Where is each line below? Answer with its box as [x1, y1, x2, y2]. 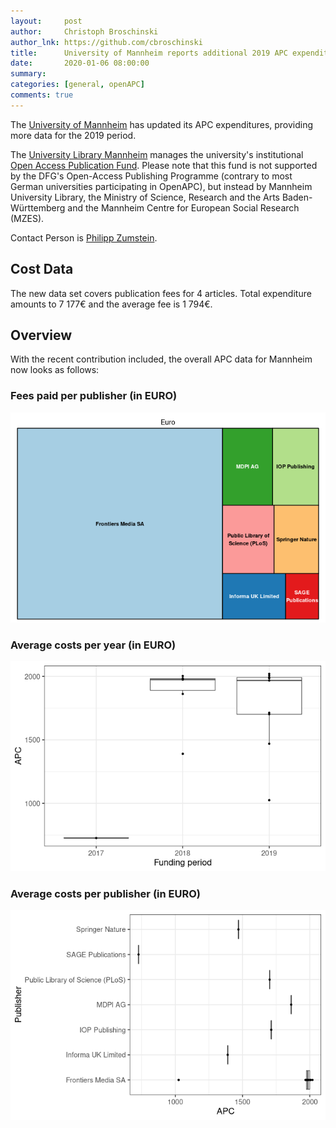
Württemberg [10, 201, 66, 214]
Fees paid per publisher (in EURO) [10, 389, 178, 403]
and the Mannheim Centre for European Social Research [67, 201, 300, 214]
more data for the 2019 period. [10, 129, 137, 141]
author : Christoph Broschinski [10, 26, 159, 37]
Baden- [281, 191, 313, 203]
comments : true [10, 90, 74, 100]
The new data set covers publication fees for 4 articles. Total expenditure [10, 287, 312, 299]
